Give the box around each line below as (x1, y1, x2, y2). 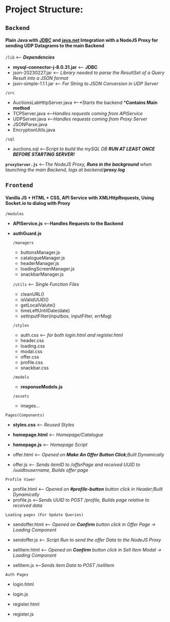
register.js (12, 611, 34, 617)
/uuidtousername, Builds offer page (12, 467, 88, 473)
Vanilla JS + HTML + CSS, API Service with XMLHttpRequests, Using (5, 194, 154, 201)
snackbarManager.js (20, 271, 64, 277)
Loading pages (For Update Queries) (5, 512, 84, 518)
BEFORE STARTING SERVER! (12, 151, 75, 157)
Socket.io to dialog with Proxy (5, 200, 70, 206)
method (12, 104, 30, 111)
